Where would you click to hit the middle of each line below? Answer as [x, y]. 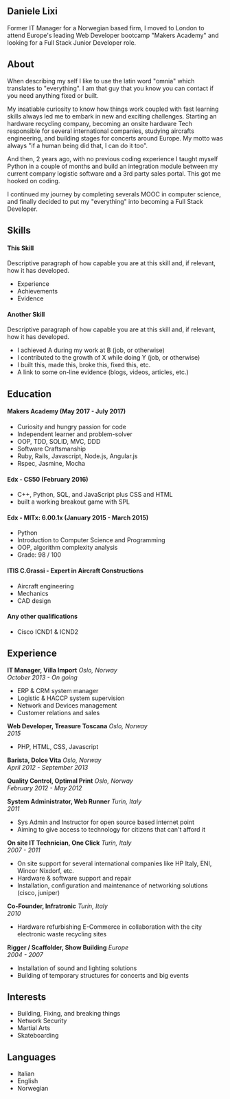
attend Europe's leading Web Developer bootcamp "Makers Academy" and [113, 35]
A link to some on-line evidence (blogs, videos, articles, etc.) [103, 372]
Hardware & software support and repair [74, 878]
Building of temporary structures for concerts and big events [103, 975]
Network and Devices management [67, 705]
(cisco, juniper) [38, 892]
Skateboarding [38, 1036]
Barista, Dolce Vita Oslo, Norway [54, 760]
